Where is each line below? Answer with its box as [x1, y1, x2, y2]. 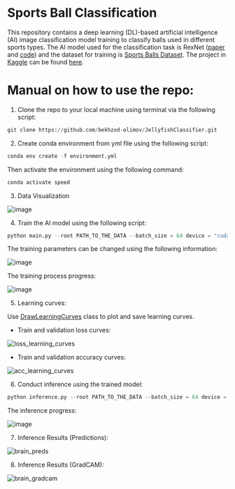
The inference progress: [7, 406, 77, 415]
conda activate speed [7, 178, 71, 186]
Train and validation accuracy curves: [17, 353, 126, 362]
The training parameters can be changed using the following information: [7, 245, 218, 253]
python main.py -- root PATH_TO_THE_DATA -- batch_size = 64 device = [7, 232, 211, 239]
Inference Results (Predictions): [17, 434, 108, 442]
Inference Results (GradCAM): [17, 460, 104, 469]
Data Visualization [17, 191, 70, 200]
